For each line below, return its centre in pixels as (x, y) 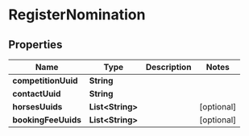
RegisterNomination (77, 15)
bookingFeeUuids (47, 120)
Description (168, 67)
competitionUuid (45, 80)
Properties (35, 45)
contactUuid (37, 94)
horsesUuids (37, 107)
